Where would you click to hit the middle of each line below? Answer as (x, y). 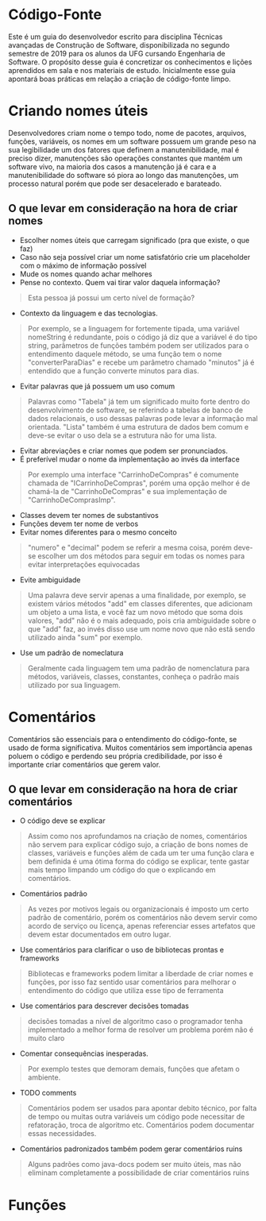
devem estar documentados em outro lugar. (99, 934)
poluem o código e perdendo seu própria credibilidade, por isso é (116, 755)
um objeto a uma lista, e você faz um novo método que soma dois (135, 612)
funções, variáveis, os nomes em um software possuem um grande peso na (132, 141)
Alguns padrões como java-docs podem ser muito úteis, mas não (134, 1165)
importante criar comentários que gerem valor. (85, 764)
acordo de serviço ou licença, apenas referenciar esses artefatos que (141, 926)
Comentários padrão (53, 894)
